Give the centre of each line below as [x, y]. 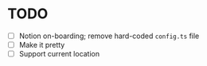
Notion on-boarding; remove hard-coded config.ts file [109, 36]
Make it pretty [42, 45]
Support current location [59, 54]
